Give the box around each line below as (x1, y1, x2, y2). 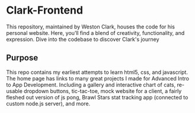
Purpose (6, 53, 39, 63)
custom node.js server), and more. (6, 100, 91, 107)
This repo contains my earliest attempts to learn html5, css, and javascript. (6, 69, 188, 76)
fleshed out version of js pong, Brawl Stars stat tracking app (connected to (6, 93, 188, 101)
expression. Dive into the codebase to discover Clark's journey (6, 35, 159, 43)
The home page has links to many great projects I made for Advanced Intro (6, 75, 190, 82)
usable (6, 87, 23, 95)
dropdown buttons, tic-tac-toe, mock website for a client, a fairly (23, 87, 182, 95)
